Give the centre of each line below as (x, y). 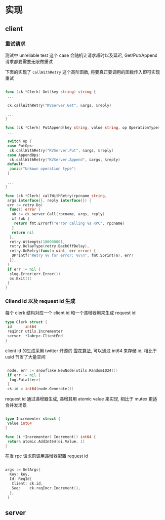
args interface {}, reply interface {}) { (49, 200)
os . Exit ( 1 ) (21, 279)
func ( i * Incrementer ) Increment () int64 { (51, 437)
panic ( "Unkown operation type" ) (43, 169)
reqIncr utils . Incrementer (35, 331)
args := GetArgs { (23, 470)
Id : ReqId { (21, 479)
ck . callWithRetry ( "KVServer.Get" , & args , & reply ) (59, 105)
